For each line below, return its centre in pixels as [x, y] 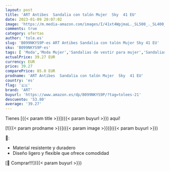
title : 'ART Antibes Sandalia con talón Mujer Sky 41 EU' [71, 15]
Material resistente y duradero [44, 148]
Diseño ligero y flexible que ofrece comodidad [61, 153]
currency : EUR [20, 62]
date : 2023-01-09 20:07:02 [34, 19]
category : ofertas [25, 33]
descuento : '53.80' [26, 99]
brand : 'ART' [19, 90]
